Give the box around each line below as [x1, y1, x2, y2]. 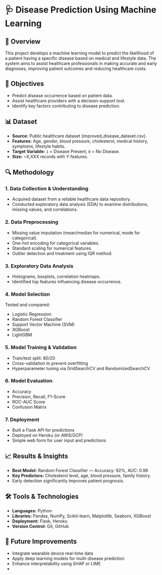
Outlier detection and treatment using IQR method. [12, 250, 113, 256]
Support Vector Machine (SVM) [12, 321, 75, 327]
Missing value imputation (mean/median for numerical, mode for [12, 230, 140, 236]
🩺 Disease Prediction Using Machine [5, 4, 157, 16]
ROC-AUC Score [12, 399, 45, 405]
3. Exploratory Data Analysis [5, 262, 74, 269]
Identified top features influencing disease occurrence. [12, 278, 122, 285]
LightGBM [12, 332, 32, 338]
